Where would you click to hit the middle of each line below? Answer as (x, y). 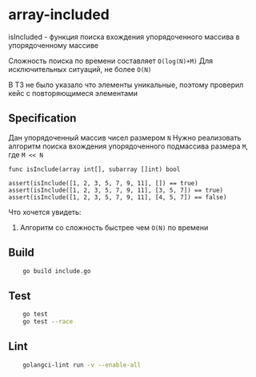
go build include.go (57, 271)
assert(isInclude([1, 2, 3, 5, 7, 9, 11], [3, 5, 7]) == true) (116, 190)
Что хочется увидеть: (45, 212)
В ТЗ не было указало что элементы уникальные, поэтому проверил (126, 85)
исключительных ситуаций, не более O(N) (80, 69)
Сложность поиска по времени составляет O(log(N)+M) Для (111, 61)
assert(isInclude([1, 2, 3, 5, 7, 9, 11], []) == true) (103, 183)
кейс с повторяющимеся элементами (73, 93)
